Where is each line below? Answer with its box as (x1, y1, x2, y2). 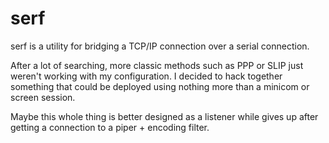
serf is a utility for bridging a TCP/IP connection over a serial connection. (10, 40, 310, 52)
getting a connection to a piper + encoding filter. (10, 121, 210, 133)
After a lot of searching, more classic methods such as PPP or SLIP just (10, 59, 304, 71)
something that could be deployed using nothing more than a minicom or (10, 80, 310, 92)
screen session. (10, 91, 76, 103)
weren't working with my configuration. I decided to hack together (10, 70, 283, 82)
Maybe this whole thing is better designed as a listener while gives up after (10, 110, 319, 122)
